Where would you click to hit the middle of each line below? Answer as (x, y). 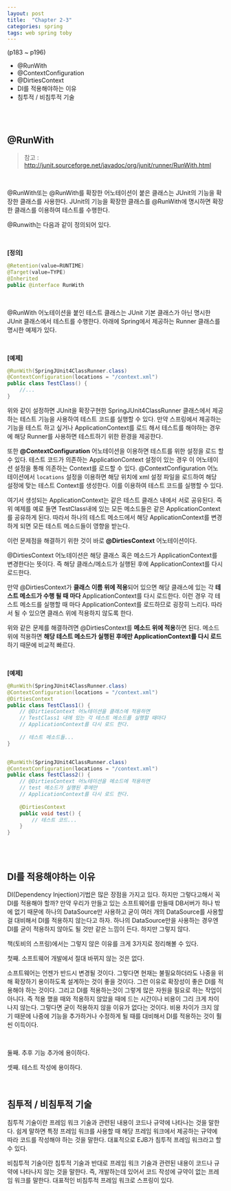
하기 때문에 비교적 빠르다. (41, 645)
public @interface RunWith (46, 285)
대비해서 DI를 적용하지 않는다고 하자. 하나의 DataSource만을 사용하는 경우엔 (116, 920)
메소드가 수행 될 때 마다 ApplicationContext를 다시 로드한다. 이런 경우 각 (117, 595)
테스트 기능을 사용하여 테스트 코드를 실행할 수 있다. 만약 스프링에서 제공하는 (121, 419)
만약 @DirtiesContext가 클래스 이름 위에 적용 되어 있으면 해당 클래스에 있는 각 (111, 587)
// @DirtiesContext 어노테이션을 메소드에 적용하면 (85, 781)
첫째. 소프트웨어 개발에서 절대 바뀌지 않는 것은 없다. (76, 958)
